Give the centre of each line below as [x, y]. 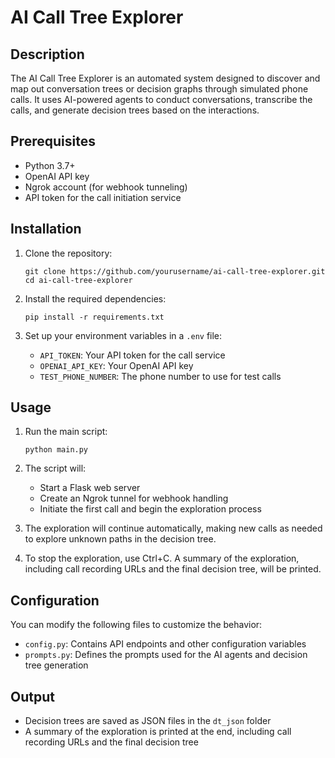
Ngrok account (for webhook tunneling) [106, 187]
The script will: [55, 468]
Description [47, 54]
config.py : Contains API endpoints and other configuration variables [165, 644]
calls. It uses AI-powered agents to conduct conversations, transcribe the [161, 99]
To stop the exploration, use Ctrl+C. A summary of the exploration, [162, 558]
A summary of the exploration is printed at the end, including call [158, 732]
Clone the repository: [68, 253]
